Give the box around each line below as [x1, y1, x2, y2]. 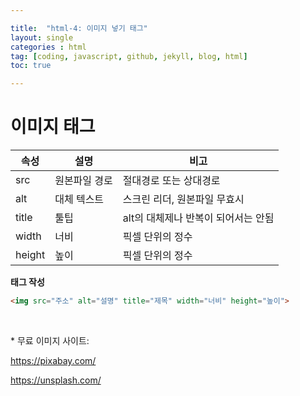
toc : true [10, 61, 52, 71]
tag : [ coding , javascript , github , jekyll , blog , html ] [10, 51, 248, 61]
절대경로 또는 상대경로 [122, 174, 221, 188]
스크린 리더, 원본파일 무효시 [122, 192, 245, 206]
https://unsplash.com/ [10, 374, 102, 386]
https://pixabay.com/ [10, 354, 97, 366]
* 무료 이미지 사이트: [10, 334, 90, 346]
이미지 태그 [10, 116, 96, 138]
